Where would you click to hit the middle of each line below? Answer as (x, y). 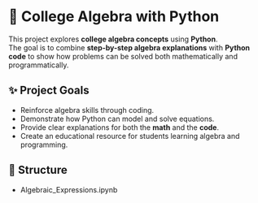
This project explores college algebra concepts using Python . (113, 39)
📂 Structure (38, 170)
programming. (44, 145)
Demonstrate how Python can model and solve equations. (117, 119)
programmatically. (39, 65)
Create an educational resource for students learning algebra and (130, 136)
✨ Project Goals (49, 91)
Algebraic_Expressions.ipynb (69, 189)
